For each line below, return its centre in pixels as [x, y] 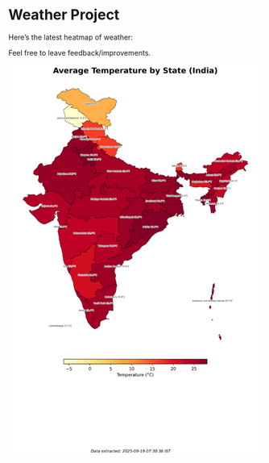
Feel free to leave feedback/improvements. [80, 52]
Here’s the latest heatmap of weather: [70, 37]
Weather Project [64, 15]
